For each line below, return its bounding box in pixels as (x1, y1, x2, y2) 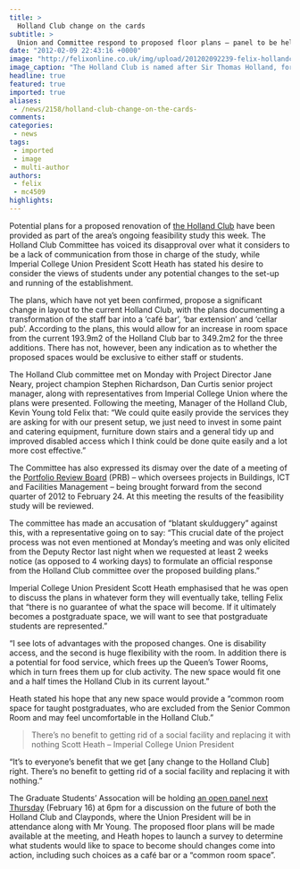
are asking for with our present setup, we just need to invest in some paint (9, 417, 282, 427)
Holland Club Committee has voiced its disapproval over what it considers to (9, 239, 290, 250)
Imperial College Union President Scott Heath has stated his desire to (9, 258, 263, 269)
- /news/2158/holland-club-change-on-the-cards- (12, 105, 198, 114)
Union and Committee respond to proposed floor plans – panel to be (17, 38, 278, 47)
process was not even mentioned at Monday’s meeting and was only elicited (9, 536, 290, 547)
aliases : (9, 96, 42, 105)
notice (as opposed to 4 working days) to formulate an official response (9, 555, 273, 566)
